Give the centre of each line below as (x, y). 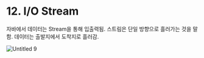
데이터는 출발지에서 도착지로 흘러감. (57, 36)
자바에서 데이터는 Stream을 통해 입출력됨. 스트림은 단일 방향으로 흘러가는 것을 (99, 29)
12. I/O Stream (43, 11)
